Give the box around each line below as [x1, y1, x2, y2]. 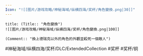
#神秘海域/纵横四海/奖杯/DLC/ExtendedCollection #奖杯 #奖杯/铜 [5, 45, 139, 52]
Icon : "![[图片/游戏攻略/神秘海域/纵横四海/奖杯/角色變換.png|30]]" [5, 7, 136, 12]
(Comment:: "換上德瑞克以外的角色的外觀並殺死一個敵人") [5, 36, 111, 41]
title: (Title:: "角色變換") [5, 22, 63, 27]
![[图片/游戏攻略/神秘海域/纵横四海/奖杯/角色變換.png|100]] [5, 27, 120, 32]
